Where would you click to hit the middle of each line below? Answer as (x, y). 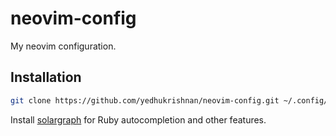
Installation (46, 77)
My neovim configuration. (63, 46)
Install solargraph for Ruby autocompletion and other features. (138, 119)
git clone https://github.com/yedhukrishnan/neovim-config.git (145, 100)
